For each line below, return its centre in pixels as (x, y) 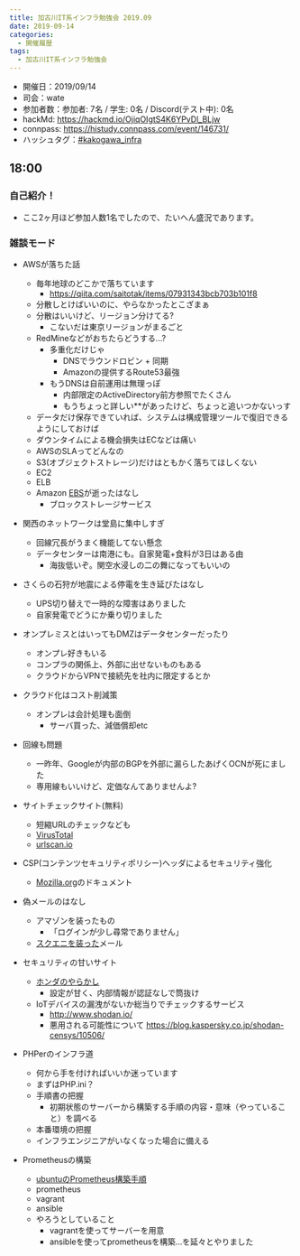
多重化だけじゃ (77, 349)
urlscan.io (55, 844)
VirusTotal (55, 834)
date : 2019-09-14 (42, 26)
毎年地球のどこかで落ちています (95, 283)
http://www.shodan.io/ (91, 1014)
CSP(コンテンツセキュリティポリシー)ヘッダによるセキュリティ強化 (147, 862)
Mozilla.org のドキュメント (84, 882)
